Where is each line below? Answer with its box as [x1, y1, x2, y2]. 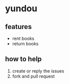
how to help [5, 55, 42, 63]
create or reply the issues [12, 68, 65, 74]
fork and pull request [12, 73, 55, 79]
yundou [5, 3, 37, 14]
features [5, 23, 32, 31]
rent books [12, 35, 34, 41]
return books [12, 41, 38, 47]
